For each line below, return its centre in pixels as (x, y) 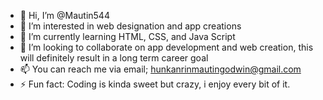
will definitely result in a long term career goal (114, 58)
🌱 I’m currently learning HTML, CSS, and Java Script (127, 36)
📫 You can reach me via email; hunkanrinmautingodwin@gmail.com (160, 69)
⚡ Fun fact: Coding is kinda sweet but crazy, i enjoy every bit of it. (155, 84)
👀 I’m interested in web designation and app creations (130, 26)
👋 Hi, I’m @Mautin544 (64, 15)
